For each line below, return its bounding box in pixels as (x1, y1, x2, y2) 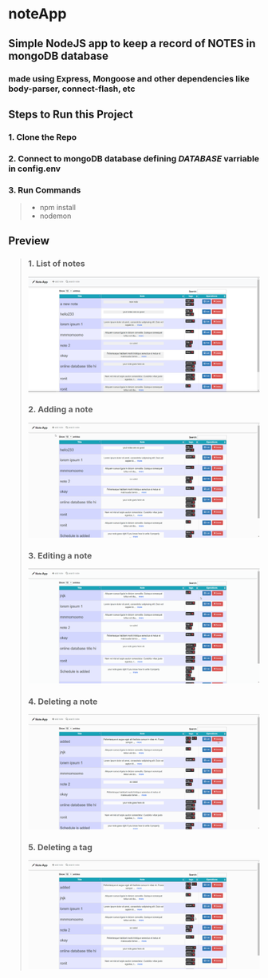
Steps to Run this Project (8, 107, 133, 121)
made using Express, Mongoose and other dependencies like (8, 73, 250, 84)
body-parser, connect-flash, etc (8, 83, 136, 94)
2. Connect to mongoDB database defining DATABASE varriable (8, 153, 259, 164)
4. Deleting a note (27, 696, 98, 707)
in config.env (8, 163, 61, 174)
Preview (8, 234, 50, 248)
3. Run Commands (8, 185, 81, 196)
